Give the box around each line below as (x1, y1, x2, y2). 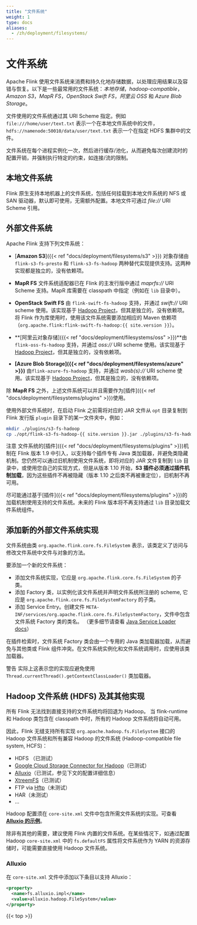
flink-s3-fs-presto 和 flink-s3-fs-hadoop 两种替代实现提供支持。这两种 (14, 259, 191, 267)
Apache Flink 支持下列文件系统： (6, 240, 86, 247)
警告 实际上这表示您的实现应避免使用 (6, 665, 95, 672)
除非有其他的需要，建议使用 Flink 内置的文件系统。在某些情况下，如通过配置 (6, 830, 190, 837)
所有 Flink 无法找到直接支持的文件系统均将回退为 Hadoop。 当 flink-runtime (6, 708, 188, 715)
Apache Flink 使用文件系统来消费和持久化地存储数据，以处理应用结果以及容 (6, 78, 188, 85)
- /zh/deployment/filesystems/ (11, 31, 88, 36)
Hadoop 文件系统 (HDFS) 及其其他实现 (6, 691, 145, 701)
